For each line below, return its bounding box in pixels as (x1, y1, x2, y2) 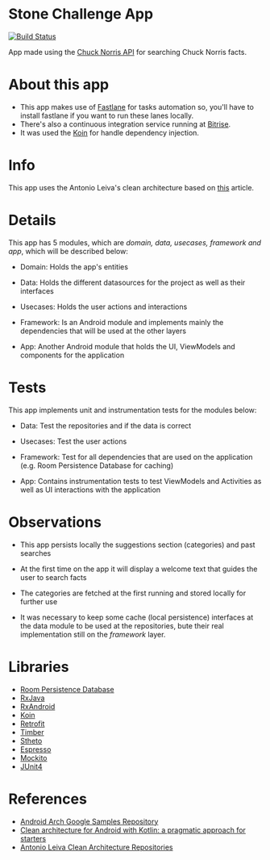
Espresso (19, 744, 52, 754)
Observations (8, 513, 102, 531)
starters (19, 833, 47, 843)
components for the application (19, 350, 125, 360)
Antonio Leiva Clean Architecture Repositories (19, 842, 173, 852)
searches (19, 548, 52, 557)
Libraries (8, 658, 69, 676)
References (8, 790, 87, 808)
